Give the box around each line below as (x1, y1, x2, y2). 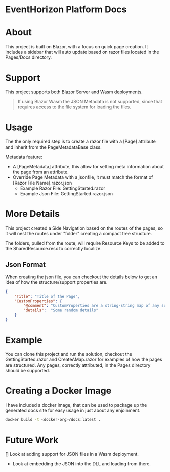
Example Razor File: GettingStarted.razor (20, 185, 105, 191)
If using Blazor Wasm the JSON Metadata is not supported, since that (17, 99, 163, 105)
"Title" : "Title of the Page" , (14, 294, 80, 299)
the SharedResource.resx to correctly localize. (5, 245, 102, 251)
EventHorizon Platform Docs (5, 4, 127, 15)
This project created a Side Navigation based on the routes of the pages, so (5, 225, 163, 231)
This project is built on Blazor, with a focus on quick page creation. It (5, 44, 148, 50)
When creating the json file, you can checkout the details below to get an (5, 274, 158, 280)
